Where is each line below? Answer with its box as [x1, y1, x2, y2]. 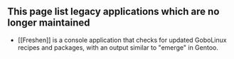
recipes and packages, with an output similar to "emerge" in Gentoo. [17, 43, 219, 52]
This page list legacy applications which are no [7, 6, 220, 18]
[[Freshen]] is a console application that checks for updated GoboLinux [17, 36, 227, 44]
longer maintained [7, 17, 90, 29]
